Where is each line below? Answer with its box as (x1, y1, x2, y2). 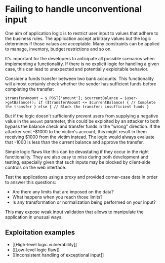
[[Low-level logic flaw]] (12, 247, 60, 253)
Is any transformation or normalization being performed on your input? (12, 199, 156, 205)
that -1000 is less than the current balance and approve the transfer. (5, 139, 144, 145)
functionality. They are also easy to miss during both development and (5, 154, 149, 160)
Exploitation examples (5, 228, 75, 237)
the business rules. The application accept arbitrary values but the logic (5, 36, 152, 41)
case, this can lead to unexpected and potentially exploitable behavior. (5, 66, 149, 72)
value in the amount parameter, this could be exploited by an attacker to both (5, 118, 160, 124)
